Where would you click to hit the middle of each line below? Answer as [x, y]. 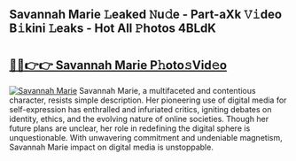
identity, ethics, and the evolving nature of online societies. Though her [139, 119]
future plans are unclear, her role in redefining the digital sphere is [130, 128]
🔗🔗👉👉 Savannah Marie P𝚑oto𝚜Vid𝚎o [118, 65]
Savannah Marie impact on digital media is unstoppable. [112, 147]
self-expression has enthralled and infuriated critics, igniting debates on [140, 109]
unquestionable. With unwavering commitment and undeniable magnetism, [146, 138]
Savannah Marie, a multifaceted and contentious [167, 91]
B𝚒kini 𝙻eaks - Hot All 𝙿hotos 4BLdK [113, 29]
